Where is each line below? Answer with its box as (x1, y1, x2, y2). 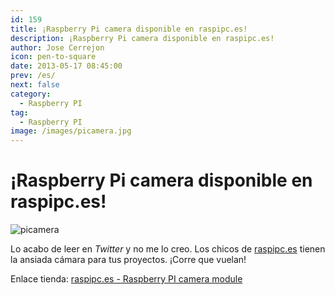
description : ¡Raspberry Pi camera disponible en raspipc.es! (10, 33, 275, 43)
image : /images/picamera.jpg (10, 126, 132, 136)
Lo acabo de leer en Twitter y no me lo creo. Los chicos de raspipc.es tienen (10, 243, 326, 255)
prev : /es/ (10, 71, 56, 81)
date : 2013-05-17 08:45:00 (10, 61, 123, 71)
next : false (10, 80, 60, 90)
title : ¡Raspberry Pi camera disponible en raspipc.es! (10, 24, 248, 34)
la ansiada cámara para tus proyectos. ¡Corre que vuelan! (10, 254, 247, 266)
